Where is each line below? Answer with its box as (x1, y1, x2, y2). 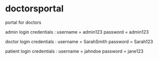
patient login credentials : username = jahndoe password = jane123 (5, 48, 143, 54)
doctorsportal (5, 3, 64, 14)
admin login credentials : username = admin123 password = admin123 (5, 29, 149, 35)
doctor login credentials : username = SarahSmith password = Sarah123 (5, 38, 153, 45)
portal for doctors (5, 19, 41, 25)
